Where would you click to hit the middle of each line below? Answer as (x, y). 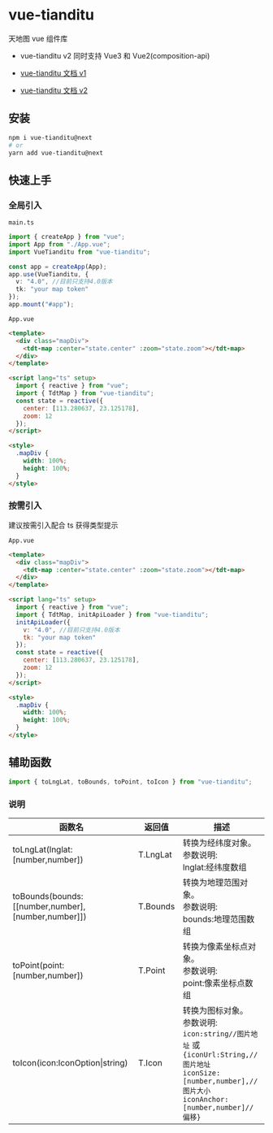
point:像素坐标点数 (218, 983)
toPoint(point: (39, 965)
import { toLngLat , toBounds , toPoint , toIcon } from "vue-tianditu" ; (130, 782)
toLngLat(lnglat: (43, 849)
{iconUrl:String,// (220, 1055)
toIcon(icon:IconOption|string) (70, 1062)
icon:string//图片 (217, 1033)
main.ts (22, 223)
